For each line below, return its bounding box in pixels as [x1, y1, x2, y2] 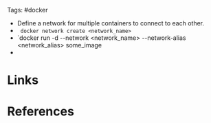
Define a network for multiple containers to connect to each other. [16, 19, 205, 27]
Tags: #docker [7, 6, 48, 14]
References [7, 104, 74, 120]
